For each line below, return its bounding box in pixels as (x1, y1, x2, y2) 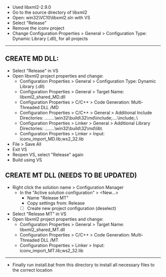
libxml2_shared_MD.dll (19, 94, 66, 100)
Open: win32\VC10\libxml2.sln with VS (12, 15, 90, 20)
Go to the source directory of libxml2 (12, 9, 87, 15)
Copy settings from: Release (27, 200, 85, 206)
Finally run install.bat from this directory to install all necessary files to (12, 262, 155, 268)
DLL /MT (41, 237, 58, 243)
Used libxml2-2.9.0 (12, 4, 51, 10)
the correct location (12, 267, 53, 273)
